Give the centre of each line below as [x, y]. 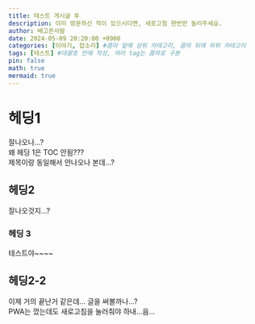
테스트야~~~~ [31, 253]
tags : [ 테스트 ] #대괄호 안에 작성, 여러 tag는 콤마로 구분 [94, 53]
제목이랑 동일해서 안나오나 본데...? [62, 162]
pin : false [27, 61]
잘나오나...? [26, 142]
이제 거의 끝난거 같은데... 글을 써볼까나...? [73, 301]
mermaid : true [32, 76]
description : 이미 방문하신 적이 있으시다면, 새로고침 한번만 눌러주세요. [115, 23]
